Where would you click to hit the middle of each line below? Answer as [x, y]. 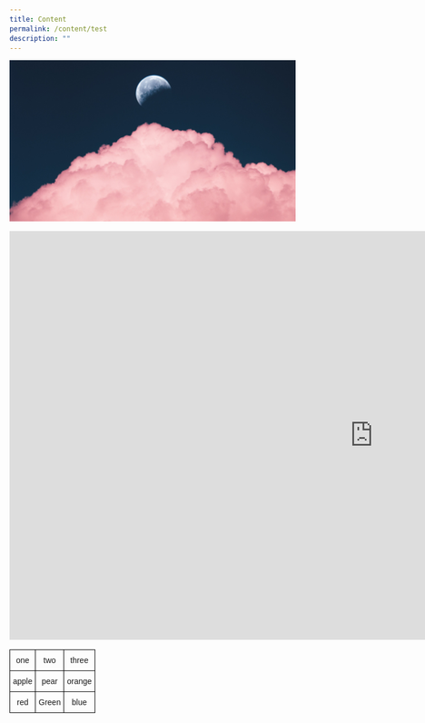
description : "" [40, 38]
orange [79, 681]
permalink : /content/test [58, 29]
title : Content [38, 19]
